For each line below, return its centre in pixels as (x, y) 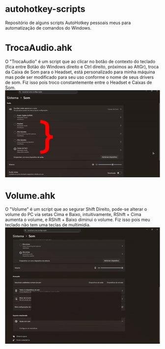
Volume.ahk (30, 196)
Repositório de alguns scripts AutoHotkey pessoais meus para (68, 23)
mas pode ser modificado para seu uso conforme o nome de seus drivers (80, 77)
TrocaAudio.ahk (39, 48)
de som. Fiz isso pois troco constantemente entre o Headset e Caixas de (79, 82)
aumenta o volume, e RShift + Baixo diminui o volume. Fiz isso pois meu (78, 220)
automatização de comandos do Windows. (48, 28)
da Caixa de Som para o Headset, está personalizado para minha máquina (80, 72)
